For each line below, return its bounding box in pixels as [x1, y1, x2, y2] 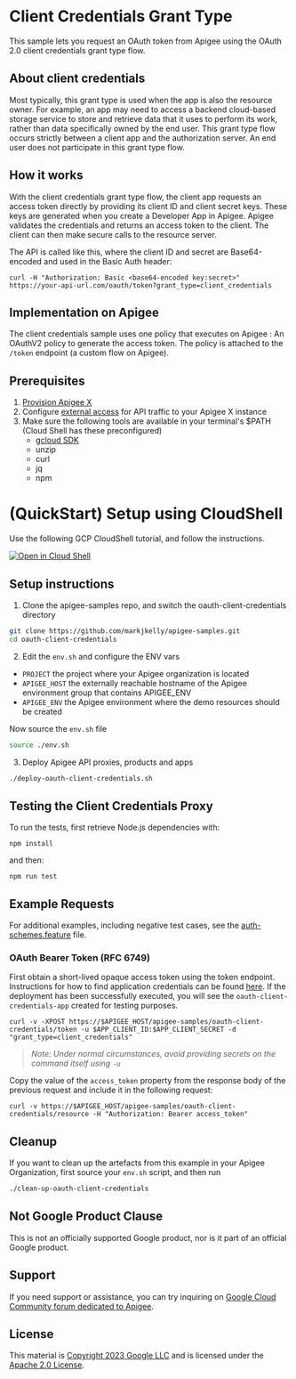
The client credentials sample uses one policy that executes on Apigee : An [9, 329, 284, 339]
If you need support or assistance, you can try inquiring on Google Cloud [9, 1291, 276, 1302]
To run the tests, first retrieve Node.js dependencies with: [9, 822, 220, 833]
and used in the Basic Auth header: [44, 256, 172, 266]
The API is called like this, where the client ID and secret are [9, 247, 229, 257]
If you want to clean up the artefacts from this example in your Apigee [9, 1157, 265, 1168]
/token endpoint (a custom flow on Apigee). [9, 347, 169, 358]
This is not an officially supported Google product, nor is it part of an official [9, 1232, 287, 1243]
